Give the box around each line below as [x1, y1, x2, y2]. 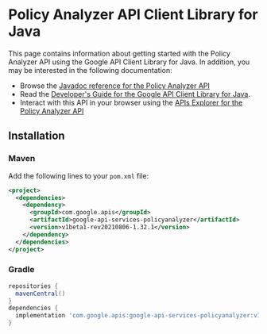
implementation [15, 312, 66, 320]
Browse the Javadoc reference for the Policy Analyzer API [19, 81, 211, 90]
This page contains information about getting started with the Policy [8, 48, 230, 58]
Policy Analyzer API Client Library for [8, 6, 258, 24]
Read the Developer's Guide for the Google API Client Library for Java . [19, 89, 251, 98]
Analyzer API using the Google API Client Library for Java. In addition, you [8, 57, 250, 67]
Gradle [8, 264, 35, 275]
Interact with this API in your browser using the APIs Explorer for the [19, 98, 243, 107]
